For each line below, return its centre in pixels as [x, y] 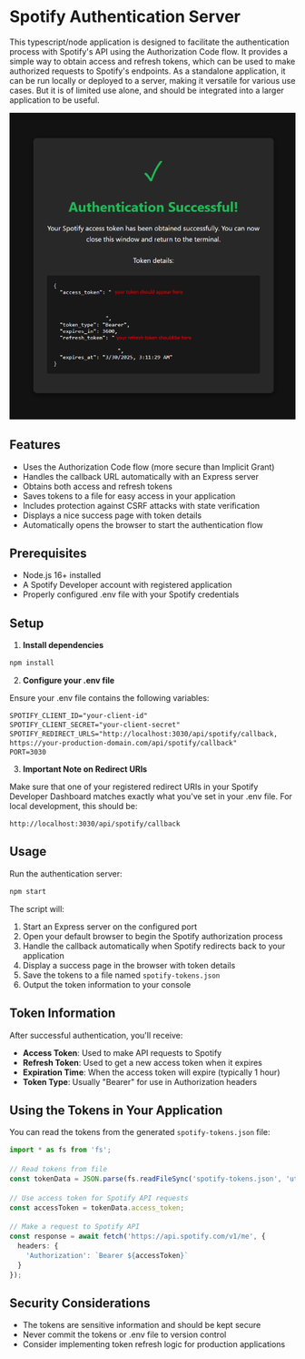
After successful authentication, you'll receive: [96, 1035]
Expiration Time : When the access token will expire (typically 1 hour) [151, 1072]
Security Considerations [80, 1303]
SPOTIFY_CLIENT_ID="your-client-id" [79, 716]
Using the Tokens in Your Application [116, 1110]
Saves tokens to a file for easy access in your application [129, 496]
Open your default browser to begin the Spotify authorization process [152, 936]
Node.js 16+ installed [62, 575]
